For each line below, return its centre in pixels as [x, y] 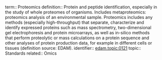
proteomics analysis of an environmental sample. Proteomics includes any [79, 17]
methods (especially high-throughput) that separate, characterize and [74, 22]
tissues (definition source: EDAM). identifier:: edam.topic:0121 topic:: [73, 48]
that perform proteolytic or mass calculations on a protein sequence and [77, 38]
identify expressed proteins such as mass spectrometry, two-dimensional [78, 28]
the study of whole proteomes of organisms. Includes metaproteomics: [76, 12]
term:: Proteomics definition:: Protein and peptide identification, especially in [81, 7]
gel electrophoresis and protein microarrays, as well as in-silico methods [77, 33]
